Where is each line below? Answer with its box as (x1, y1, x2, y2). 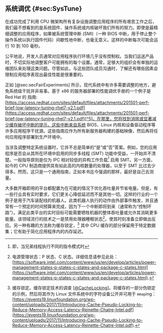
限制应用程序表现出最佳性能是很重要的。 (5, 71, 86, 77)
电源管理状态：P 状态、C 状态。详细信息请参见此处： (12, 254, 118, 259)
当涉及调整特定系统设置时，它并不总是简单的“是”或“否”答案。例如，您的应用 (5, 144, 157, 150)
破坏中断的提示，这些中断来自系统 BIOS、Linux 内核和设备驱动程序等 (17, 121, 156, 128)
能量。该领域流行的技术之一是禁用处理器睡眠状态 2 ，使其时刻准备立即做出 (5, 215, 152, 222)
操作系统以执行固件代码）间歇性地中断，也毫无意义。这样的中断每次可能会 (5, 37, 154, 42)
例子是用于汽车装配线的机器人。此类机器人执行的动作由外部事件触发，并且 (5, 197, 154, 203)
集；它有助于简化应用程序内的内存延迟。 (5, 228, 86, 234)
